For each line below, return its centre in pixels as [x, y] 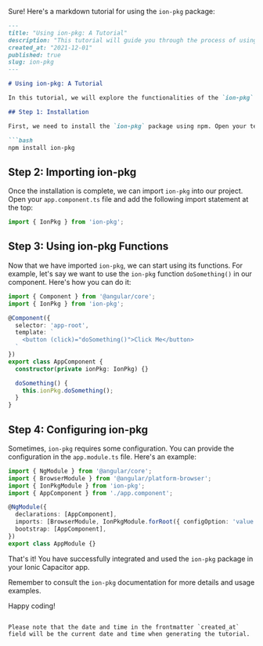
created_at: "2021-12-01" [50, 47]
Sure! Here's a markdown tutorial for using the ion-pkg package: [112, 11]
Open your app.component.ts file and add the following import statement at [128, 199]
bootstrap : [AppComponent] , [61, 529]
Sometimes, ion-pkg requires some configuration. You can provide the [121, 448]
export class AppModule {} [52, 544]
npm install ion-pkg [42, 148]
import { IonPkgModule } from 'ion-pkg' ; [77, 486]
